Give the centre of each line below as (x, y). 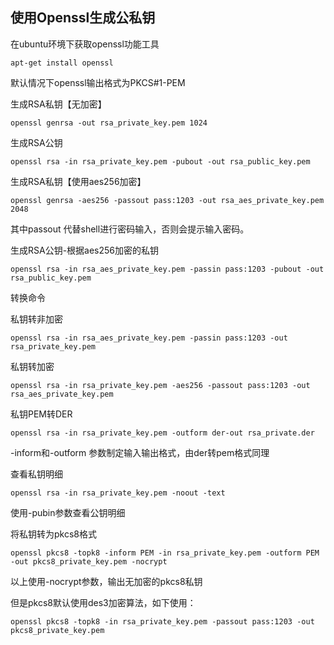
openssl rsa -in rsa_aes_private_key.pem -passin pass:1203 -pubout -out (167, 269)
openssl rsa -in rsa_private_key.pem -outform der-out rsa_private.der (162, 433)
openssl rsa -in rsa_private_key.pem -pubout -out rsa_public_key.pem (160, 161)
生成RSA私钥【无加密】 (58, 104)
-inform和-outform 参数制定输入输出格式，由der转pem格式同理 (140, 452)
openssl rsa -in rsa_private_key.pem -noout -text (118, 493)
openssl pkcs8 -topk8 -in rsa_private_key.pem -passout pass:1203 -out (162, 621)
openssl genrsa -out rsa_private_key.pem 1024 (109, 123)
